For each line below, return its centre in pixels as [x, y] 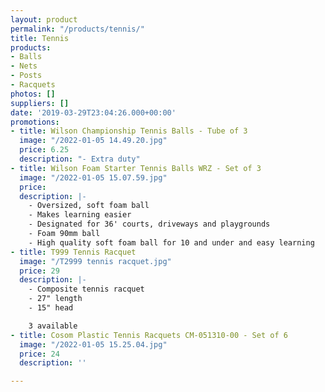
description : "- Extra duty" [80, 159]
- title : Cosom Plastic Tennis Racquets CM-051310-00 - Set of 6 [149, 335]
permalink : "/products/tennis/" [77, 29]
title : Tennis [40, 38]
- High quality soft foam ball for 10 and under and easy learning [171, 242]
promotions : [35, 122]
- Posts [26, 76]
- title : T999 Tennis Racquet [73, 252]
